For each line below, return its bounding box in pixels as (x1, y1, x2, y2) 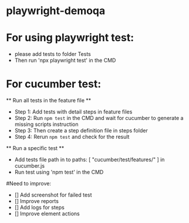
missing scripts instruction (14, 121, 79, 128)
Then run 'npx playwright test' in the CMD (14, 57, 116, 64)
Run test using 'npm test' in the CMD (14, 169, 104, 176)
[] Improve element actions (14, 210, 80, 217)
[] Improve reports (14, 198, 59, 205)
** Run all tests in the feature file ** (6, 97, 92, 104)
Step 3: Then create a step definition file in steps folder (14, 127, 148, 134)
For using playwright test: (6, 31, 134, 45)
